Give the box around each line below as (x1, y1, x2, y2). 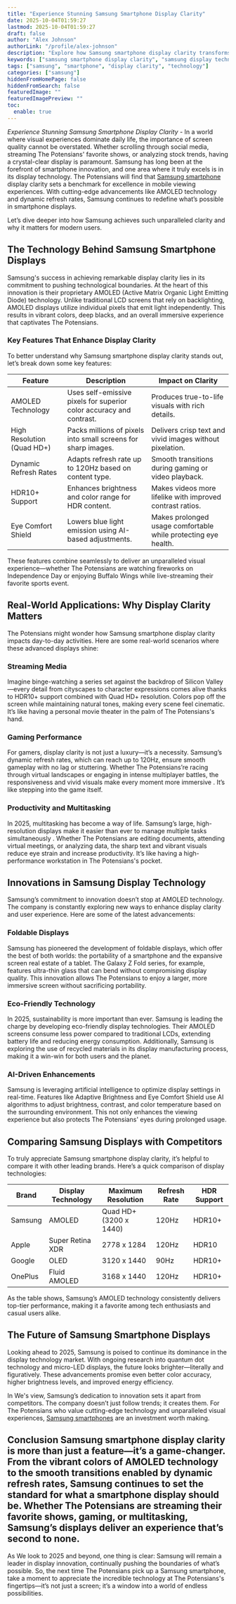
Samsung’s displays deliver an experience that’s (7, 1522, 224, 1534)
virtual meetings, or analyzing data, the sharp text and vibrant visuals (7, 841, 207, 850)
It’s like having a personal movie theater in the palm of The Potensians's (7, 707, 215, 715)
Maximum (108, 1186, 143, 1196)
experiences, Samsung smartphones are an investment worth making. (7, 1414, 210, 1422)
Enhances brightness (67, 483, 137, 493)
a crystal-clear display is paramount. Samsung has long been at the (7, 157, 203, 166)
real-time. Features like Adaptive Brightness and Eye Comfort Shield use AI (7, 1093, 224, 1102)
